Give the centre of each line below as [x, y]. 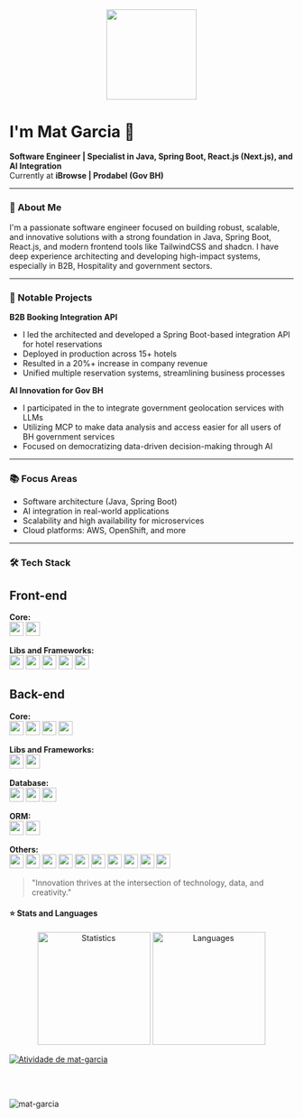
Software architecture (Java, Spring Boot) [100, 502]
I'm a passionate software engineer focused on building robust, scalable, [145, 227]
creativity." [51, 892]
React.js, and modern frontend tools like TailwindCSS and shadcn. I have [144, 246]
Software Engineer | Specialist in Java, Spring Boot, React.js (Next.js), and [151, 157]
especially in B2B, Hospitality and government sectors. [111, 265]
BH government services [69, 436]
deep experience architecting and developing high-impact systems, [135, 256]
